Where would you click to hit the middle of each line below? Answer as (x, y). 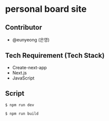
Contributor (24, 27)
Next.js (20, 73)
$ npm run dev (20, 105)
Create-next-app (29, 67)
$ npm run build (22, 114)
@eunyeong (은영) (31, 40)
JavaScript (23, 78)
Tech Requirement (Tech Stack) (55, 56)
